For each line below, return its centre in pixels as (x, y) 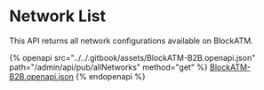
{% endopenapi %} (111, 76)
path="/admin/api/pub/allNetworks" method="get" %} (109, 67)
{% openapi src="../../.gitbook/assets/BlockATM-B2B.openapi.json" (132, 57)
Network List (58, 16)
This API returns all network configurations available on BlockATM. (131, 41)
